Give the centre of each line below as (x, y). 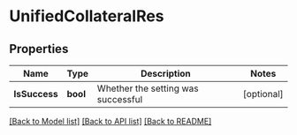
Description (166, 74)
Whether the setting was (148, 88)
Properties (39, 49)
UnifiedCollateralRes (87, 16)
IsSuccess (36, 94)
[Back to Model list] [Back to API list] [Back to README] (110, 121)
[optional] (263, 94)
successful (120, 99)
